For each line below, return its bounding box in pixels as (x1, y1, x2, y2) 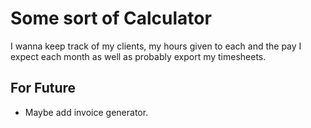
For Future (10, 80, 77, 97)
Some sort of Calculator (10, 7, 212, 30)
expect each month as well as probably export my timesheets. (10, 50, 267, 62)
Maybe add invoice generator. (24, 106, 149, 118)
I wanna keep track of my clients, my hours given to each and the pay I (10, 40, 302, 52)
